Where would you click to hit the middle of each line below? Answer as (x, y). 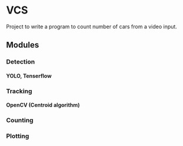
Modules (23, 45)
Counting (20, 120)
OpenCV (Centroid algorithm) (43, 105)
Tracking (19, 91)
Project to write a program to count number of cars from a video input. (91, 26)
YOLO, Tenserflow (29, 76)
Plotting (18, 136)
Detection (21, 62)
